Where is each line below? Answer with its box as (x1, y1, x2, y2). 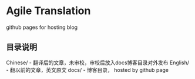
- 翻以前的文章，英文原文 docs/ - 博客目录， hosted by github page (6, 66, 169, 73)
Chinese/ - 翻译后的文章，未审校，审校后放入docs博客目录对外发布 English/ (6, 59, 190, 66)
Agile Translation (6, 4, 91, 18)
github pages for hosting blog (6, 24, 78, 31)
